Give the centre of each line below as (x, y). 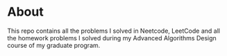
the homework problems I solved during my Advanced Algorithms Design (112, 38)
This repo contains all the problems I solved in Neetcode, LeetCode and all (114, 31)
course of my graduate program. (54, 45)
